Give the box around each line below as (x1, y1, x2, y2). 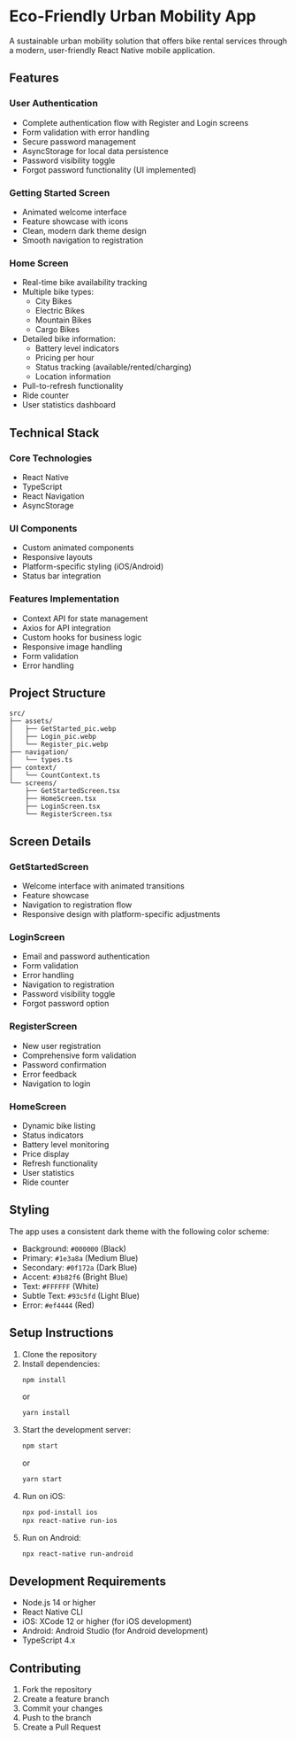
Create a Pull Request (21, 1722, 102, 1733)
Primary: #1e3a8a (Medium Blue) (21, 1252, 139, 1263)
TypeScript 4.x (21, 1635, 76, 1645)
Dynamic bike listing (21, 1120, 95, 1131)
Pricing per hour (34, 353, 95, 363)
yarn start (21, 1475, 63, 1484)
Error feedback (21, 1069, 78, 1079)
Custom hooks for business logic (21, 632, 142, 642)
